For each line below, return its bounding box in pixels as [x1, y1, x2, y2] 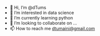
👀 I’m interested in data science [9, 10, 74, 16]
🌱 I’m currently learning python [9, 15, 73, 20]
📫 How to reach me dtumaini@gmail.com [9, 26, 95, 31]
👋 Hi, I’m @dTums [9, 5, 47, 10]
